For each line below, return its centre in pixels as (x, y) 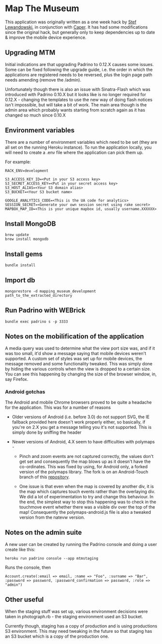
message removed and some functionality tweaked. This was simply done (79, 364)
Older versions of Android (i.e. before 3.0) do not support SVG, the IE (81, 417)
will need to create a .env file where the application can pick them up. (74, 152)
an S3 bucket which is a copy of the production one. (57, 636)
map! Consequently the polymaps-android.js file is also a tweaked (85, 512)
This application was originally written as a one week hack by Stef (71, 22)
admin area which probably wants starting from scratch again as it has (75, 110)
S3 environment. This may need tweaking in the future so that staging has (79, 631)
